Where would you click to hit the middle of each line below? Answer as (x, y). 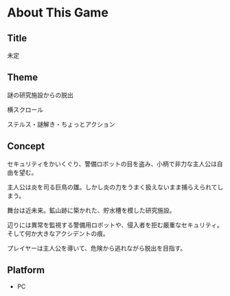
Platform (26, 270)
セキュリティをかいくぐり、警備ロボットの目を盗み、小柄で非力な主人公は (112, 164)
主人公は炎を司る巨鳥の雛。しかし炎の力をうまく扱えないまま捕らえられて (112, 187)
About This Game (58, 13)
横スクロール (25, 109)
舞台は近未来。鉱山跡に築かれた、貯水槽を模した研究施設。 (91, 210)
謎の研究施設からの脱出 (40, 95)
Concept (26, 146)
